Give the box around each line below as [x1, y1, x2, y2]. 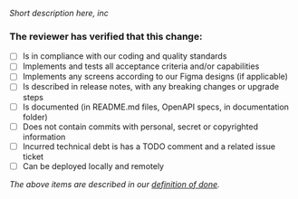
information [22, 131, 66, 142]
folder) [22, 111, 48, 122]
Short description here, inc [9, 8, 109, 18]
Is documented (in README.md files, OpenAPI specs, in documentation [22, 101, 290, 112]
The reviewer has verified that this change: [9, 30, 203, 43]
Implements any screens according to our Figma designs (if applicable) [22, 71, 288, 82]
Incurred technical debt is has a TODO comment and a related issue [22, 140, 276, 152]
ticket [22, 151, 43, 162]
